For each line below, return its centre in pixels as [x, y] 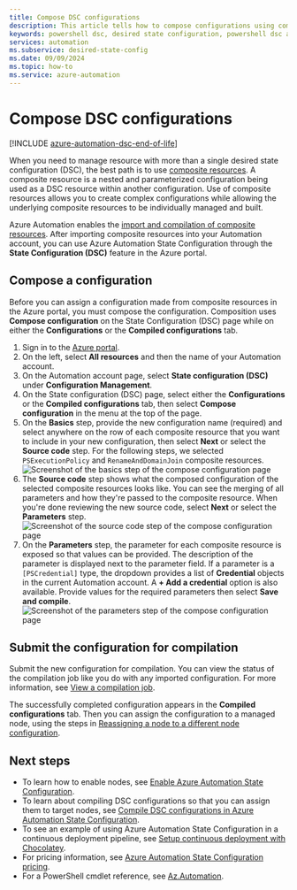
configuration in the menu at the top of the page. [112, 413]
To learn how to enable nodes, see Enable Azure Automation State [142, 782]
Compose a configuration [81, 281]
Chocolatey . [44, 848]
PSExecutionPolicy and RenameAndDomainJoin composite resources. [143, 460]
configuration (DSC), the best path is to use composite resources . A [133, 170]
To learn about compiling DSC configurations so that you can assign [146, 801]
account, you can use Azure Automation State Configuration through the [141, 243]
